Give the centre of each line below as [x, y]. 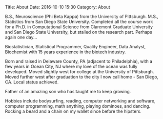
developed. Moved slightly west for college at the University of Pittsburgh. [80, 72]
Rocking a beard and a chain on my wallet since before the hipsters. [73, 111]
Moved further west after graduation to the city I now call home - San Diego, [82, 77]
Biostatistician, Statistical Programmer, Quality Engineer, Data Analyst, [75, 47]
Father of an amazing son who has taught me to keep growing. [68, 91]
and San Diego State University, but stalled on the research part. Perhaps [79, 32]
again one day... [21, 37]
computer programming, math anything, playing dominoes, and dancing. [78, 106]
